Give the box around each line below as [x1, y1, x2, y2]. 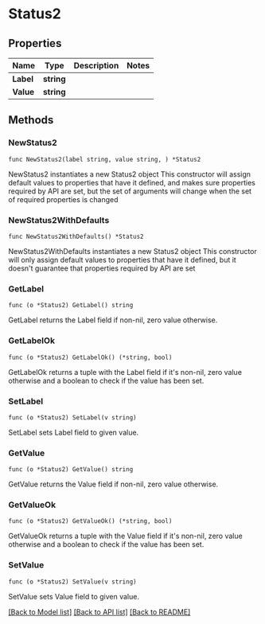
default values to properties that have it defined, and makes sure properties [8, 177, 256, 187]
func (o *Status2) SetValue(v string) [8, 578, 137, 586]
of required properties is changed [8, 194, 119, 204]
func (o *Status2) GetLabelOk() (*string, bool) [8, 353, 173, 361]
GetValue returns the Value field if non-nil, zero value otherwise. [8, 479, 219, 489]
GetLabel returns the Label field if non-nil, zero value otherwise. [8, 315, 218, 325]
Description [73, 60, 119, 71]
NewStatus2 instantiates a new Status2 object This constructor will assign [8, 169, 251, 179]
